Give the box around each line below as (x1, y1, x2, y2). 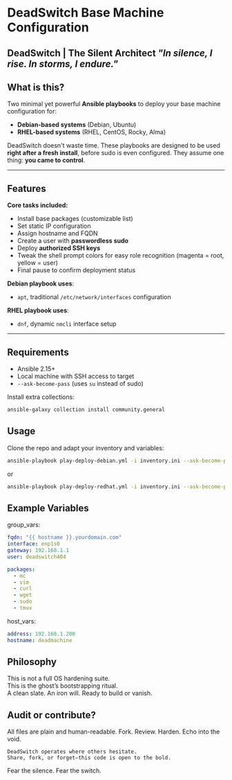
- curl (13, 585, 32, 592)
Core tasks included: (7, 201, 68, 209)
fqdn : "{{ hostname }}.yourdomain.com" (7, 534, 122, 541)
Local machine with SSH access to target (17, 372, 135, 380)
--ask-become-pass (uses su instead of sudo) (17, 380, 144, 388)
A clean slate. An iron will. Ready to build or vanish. (7, 689, 153, 698)
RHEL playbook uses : (7, 306, 69, 314)
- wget (13, 592, 32, 599)
